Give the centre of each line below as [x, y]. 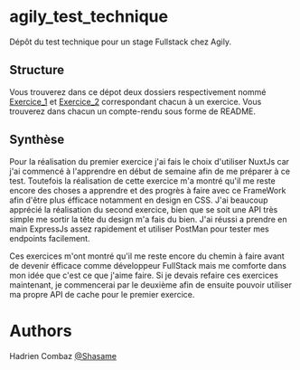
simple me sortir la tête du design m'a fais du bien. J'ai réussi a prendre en [148, 219]
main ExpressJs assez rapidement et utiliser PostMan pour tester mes [139, 229]
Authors [41, 331]
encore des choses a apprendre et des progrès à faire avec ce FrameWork [148, 190]
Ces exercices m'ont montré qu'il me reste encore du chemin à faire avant [147, 256]
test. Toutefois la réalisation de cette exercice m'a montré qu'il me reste [142, 180]
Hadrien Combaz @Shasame [63, 356]
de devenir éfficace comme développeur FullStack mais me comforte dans [148, 265]
